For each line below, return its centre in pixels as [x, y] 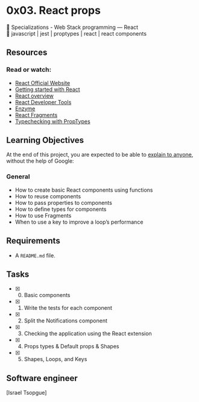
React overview [34, 96]
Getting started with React [47, 89]
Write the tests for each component [68, 308]
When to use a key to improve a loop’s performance [79, 222]
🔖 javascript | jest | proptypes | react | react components [76, 33]
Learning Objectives [45, 140]
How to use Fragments [43, 215]
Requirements [33, 241]
